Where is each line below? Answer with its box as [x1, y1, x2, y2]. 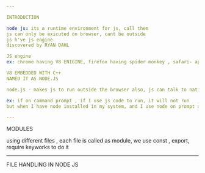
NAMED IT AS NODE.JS [6, 76, 59, 82]
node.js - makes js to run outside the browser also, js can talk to [6, 86, 187, 93]
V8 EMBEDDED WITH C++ [6, 70, 62, 76]
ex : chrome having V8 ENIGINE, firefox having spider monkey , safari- [6, 59, 192, 65]
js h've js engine [6, 37, 53, 43]
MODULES [6, 125, 34, 133]
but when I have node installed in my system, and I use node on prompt [6, 103, 195, 110]
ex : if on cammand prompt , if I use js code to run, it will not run [6, 97, 190, 104]
